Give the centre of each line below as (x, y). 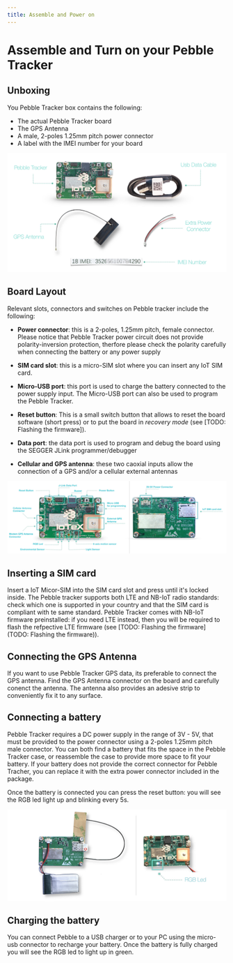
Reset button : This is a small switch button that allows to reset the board (121, 415)
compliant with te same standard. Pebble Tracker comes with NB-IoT (106, 612)
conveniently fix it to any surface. (55, 696)
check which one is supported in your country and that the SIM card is (108, 605)
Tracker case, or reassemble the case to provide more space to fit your (109, 756)
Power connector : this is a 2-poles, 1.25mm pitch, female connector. (115, 329)
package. (21, 779)
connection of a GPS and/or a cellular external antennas (97, 471)
